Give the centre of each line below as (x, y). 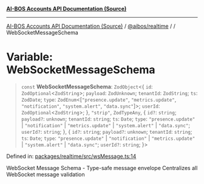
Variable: (30, 57)
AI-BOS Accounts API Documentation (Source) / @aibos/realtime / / (91, 26)
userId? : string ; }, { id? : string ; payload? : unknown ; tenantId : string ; (107, 131)
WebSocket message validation (46, 174)
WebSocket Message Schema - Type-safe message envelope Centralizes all (102, 168)
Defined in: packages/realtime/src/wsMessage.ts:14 (71, 156)
